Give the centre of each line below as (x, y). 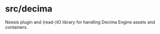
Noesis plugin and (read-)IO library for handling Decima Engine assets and (80, 22)
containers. (16, 27)
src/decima (29, 9)
